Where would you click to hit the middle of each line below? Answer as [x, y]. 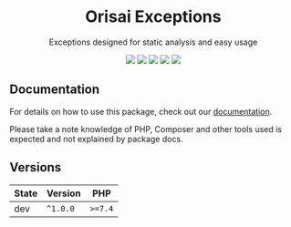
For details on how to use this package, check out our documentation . [141, 111]
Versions [36, 167]
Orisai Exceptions [153, 17]
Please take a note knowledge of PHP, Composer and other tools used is [146, 129]
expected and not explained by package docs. [97, 139]
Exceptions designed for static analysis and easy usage [153, 42]
